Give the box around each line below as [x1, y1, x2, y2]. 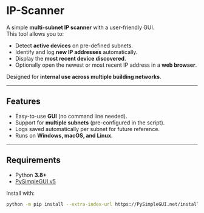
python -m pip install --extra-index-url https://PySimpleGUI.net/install [6, 201, 200, 207]
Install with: [6, 189, 35, 197]
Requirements [6, 155, 61, 166]
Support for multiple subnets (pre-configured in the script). [15, 119, 165, 126]
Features [6, 96, 41, 107]
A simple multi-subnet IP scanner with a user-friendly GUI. [6, 24, 155, 31]
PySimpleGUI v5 [15, 177, 56, 185]
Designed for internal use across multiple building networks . [6, 73, 162, 80]
